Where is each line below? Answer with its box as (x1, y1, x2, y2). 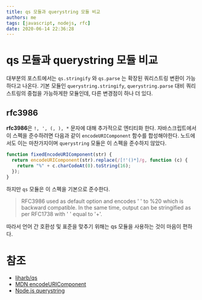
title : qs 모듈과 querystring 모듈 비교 (6, 8, 101, 15)
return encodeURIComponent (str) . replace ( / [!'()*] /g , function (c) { (11, 157, 188, 163)
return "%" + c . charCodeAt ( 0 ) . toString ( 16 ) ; (17, 162, 131, 169)
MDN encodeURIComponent (15, 281, 86, 288)
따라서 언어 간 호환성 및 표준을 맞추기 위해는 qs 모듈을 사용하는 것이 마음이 (6, 223, 181, 230)
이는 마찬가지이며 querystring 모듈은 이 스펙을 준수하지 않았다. (17, 139, 167, 147)
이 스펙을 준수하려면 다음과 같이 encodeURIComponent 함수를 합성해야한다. (6, 132, 180, 139)
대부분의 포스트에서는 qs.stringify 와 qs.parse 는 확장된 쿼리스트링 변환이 (6, 75, 184, 82)
